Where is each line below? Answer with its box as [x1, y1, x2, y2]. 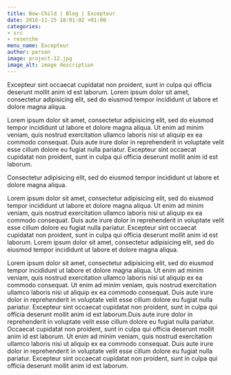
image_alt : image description [7, 61, 94, 68]
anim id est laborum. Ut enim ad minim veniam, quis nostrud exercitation [7, 332, 212, 340]
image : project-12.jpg [7, 55, 72, 62]
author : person [7, 49, 51, 56]
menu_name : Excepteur [7, 42, 70, 49]
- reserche [7, 36, 39, 43]
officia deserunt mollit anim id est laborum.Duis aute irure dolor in [7, 310, 193, 318]
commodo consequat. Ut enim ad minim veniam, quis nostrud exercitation [7, 280, 217, 289]
